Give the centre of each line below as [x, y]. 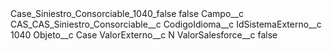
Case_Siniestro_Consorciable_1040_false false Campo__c [127, 13]
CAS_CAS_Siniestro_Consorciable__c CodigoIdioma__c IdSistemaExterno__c [166, 24]
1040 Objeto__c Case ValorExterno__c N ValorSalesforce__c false [144, 35]
